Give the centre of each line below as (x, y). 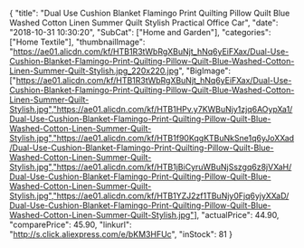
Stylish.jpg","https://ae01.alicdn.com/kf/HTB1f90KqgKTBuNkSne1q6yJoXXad (152, 138)
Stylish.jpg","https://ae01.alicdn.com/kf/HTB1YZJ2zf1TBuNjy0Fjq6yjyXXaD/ (149, 196)
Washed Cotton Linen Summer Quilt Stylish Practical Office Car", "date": (144, 23)
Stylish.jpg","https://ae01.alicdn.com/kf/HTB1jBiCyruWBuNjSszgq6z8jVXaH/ (151, 167)
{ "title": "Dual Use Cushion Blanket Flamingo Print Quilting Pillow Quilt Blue (150, 13)
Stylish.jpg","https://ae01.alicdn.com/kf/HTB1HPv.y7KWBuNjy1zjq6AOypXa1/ (151, 109)
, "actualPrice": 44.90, (238, 215)
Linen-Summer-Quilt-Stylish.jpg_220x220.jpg (94, 71)
